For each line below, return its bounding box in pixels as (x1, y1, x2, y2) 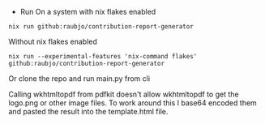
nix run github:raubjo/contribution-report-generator (8, 23, 194, 31)
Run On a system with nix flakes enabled (19, 7, 156, 16)
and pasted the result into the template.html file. (8, 107, 169, 116)
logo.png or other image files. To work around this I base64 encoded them (8, 98, 257, 108)
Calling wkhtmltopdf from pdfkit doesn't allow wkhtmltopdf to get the (8, 89, 239, 99)
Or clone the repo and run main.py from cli (8, 74, 151, 83)
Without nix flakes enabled (8, 36, 97, 46)
